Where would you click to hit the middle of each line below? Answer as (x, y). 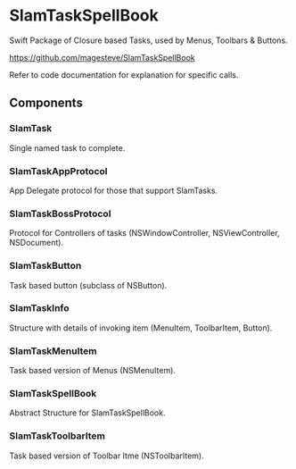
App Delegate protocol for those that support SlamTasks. (114, 190)
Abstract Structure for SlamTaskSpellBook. (87, 413)
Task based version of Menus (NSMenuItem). (93, 371)
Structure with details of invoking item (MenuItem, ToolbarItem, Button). (141, 328)
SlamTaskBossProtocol (60, 214)
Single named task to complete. (67, 147)
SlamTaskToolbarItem (57, 436)
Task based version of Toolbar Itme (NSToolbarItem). (107, 456)
